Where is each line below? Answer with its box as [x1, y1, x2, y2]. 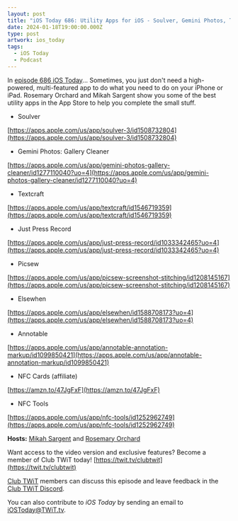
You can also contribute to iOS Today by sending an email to [7, 498, 184, 506]
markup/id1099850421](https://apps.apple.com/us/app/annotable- [7, 350, 203, 359]
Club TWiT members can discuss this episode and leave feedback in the [7, 476, 219, 485]
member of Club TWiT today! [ [7, 455, 96, 464]
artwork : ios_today [7, 37, 65, 44]
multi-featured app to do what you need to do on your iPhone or [36, 83, 223, 92]
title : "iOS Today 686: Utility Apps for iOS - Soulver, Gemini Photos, [7, 17, 227, 24]
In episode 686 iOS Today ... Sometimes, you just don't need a [7, 76, 188, 84]
